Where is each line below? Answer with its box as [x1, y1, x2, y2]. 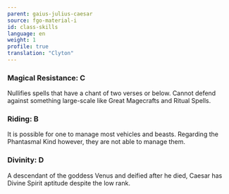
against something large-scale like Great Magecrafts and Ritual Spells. [7, 97, 211, 105]
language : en [7, 30, 46, 37]
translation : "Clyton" [7, 50, 74, 57]
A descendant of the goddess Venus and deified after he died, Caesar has [7, 171, 223, 180]
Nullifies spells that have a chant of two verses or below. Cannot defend [7, 89, 216, 97]
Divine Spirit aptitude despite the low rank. [7, 178, 130, 187]
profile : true [7, 43, 49, 50]
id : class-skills [7, 23, 58, 30]
